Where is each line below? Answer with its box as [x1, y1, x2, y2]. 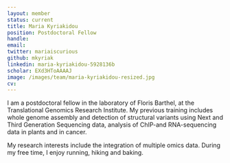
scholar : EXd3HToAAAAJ [7, 67, 72, 74]
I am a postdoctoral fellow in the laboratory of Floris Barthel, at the [7, 99, 194, 107]
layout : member [7, 10, 51, 17]
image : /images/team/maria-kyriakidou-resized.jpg [7, 73, 155, 81]
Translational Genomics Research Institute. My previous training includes [7, 106, 214, 114]
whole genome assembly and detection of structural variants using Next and [7, 114, 223, 122]
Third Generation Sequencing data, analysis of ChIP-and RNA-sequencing [7, 121, 217, 129]
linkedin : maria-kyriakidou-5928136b [7, 61, 115, 68]
